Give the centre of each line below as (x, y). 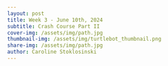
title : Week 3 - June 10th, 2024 (55, 20)
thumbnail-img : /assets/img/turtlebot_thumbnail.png (84, 39)
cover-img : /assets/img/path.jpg (55, 33)
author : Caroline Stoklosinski (52, 52)
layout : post (26, 13)
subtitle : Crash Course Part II (53, 26)
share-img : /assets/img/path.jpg (55, 45)
